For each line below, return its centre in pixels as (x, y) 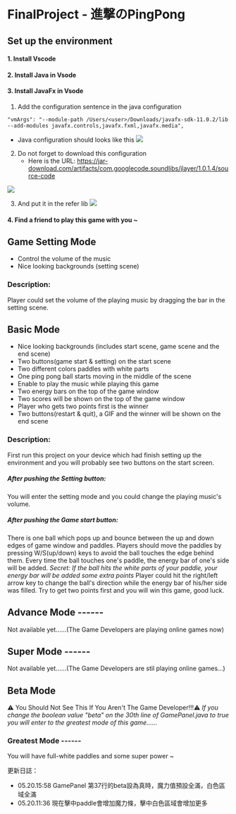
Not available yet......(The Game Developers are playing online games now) (116, 629)
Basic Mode (34, 329)
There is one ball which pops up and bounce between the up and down (111, 538)
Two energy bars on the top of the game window (88, 391)
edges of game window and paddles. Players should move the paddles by (114, 545)
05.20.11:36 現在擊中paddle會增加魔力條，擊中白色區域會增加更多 (112, 803)
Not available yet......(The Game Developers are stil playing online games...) (116, 668)
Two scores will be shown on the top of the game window (101, 399)
